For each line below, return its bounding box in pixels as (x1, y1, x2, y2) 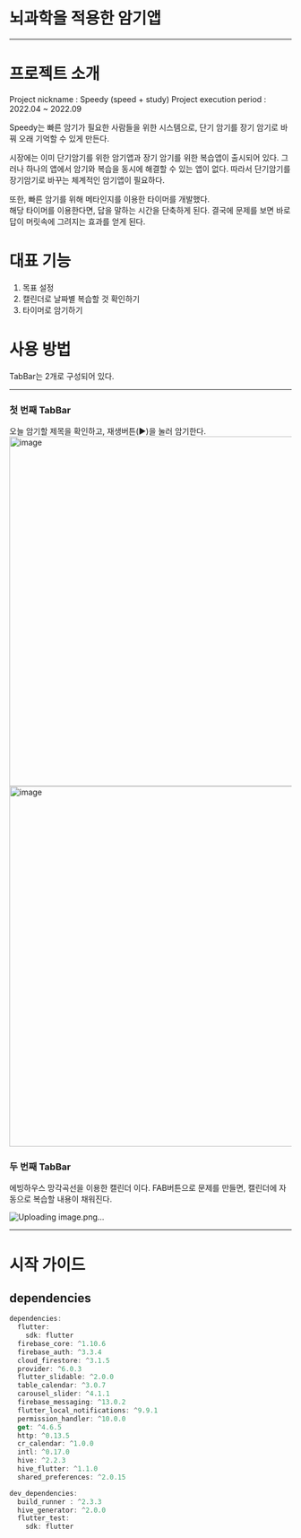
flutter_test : (17, 1514, 70, 1523)
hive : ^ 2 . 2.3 (17, 1456, 66, 1465)
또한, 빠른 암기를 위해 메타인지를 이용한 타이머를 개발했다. (9, 194, 211, 204)
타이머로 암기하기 (21, 304, 83, 315)
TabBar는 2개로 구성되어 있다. (9, 370, 115, 381)
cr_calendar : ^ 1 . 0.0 (17, 1439, 94, 1448)
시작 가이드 (9, 1255, 86, 1274)
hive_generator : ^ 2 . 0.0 (17, 1506, 106, 1515)
